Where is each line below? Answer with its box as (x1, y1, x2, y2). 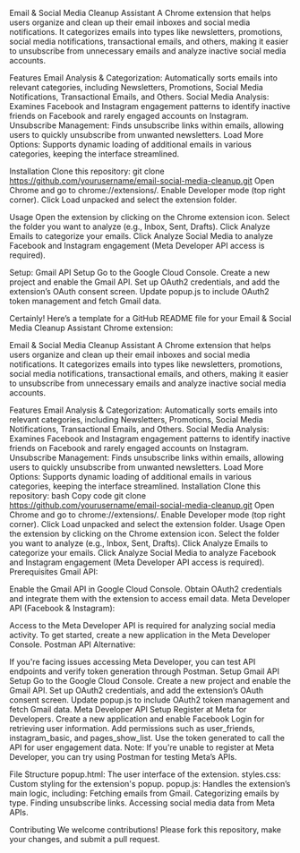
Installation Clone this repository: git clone (9, 166, 165, 176)
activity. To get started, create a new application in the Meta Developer (9, 630, 271, 640)
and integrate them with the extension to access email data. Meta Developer (9, 593, 291, 603)
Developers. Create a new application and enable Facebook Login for (9, 713, 265, 724)
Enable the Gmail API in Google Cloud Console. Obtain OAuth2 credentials (9, 584, 282, 594)
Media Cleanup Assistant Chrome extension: (9, 322, 174, 333)
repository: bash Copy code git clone (9, 490, 146, 500)
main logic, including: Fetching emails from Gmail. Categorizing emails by (9, 788, 279, 798)
